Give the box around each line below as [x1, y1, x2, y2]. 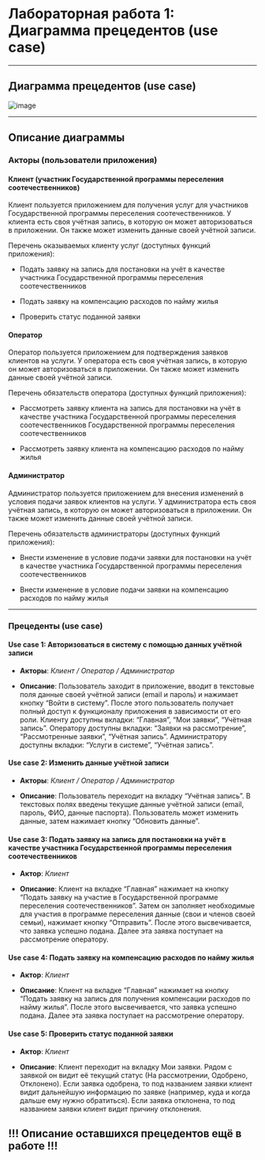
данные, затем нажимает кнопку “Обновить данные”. [19, 817, 200, 825]
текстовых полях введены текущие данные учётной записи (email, [19, 800, 244, 809]
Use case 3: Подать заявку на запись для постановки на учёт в [8, 834, 226, 843]
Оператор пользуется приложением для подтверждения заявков [8, 347, 229, 357]
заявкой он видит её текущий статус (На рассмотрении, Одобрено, [19, 1070, 248, 1080]
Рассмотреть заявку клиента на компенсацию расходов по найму [19, 444, 244, 453]
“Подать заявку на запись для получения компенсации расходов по [19, 994, 251, 1003]
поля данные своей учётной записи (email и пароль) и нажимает [19, 689, 239, 699]
